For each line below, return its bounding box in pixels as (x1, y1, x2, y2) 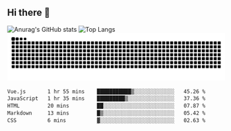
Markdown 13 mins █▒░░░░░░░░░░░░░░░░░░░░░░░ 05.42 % (7, 110, 206, 117)
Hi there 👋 (7, 7, 50, 19)
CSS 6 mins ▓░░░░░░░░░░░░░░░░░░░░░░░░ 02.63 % (7, 117, 206, 124)
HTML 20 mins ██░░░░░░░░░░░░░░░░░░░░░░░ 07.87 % (7, 103, 206, 110)
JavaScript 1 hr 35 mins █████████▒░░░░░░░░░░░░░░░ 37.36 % (7, 95, 206, 102)
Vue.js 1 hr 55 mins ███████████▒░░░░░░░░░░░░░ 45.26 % (7, 88, 206, 95)
